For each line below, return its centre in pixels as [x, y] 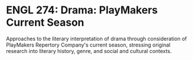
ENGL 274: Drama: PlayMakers [82, 10]
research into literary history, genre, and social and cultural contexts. [89, 51]
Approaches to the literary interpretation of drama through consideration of [96, 38]
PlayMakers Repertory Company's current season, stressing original [88, 45]
